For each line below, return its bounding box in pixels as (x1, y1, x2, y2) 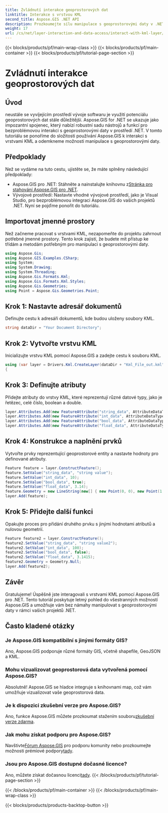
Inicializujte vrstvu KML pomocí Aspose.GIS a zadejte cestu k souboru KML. (5, 352, 161, 358)
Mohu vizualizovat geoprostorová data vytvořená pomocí (5, 666, 147, 673)
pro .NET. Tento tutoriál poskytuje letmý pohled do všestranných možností (5, 596, 158, 602)
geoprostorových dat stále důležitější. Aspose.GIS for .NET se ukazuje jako (5, 117, 159, 123)
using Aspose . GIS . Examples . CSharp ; (5, 255, 79, 260)
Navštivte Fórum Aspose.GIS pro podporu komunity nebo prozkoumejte (5, 743, 151, 749)
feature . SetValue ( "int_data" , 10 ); (5, 475, 79, 480)
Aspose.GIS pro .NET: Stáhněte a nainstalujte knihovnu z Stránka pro (12, 181, 153, 187)
